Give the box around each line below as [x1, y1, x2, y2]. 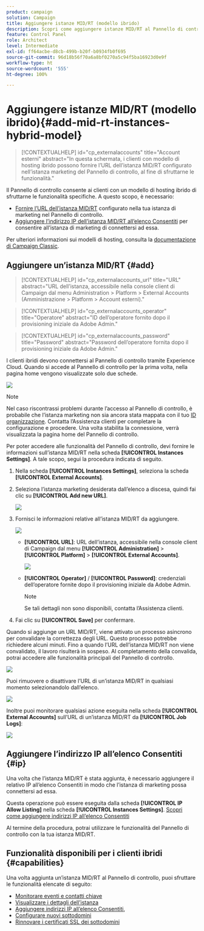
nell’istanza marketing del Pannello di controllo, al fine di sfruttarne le [21, 168, 194, 175]
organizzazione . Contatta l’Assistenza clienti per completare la [6, 418, 162, 425]
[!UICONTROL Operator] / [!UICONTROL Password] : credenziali [24, 575, 186, 581]
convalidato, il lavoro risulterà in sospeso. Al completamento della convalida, [6, 648, 197, 655]
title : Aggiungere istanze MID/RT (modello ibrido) [6, 20, 140, 26]
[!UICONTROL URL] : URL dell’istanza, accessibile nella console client [24, 538, 197, 546]
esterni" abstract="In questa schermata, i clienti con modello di [21, 155, 180, 163]
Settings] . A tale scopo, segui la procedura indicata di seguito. [6, 455, 163, 463]
